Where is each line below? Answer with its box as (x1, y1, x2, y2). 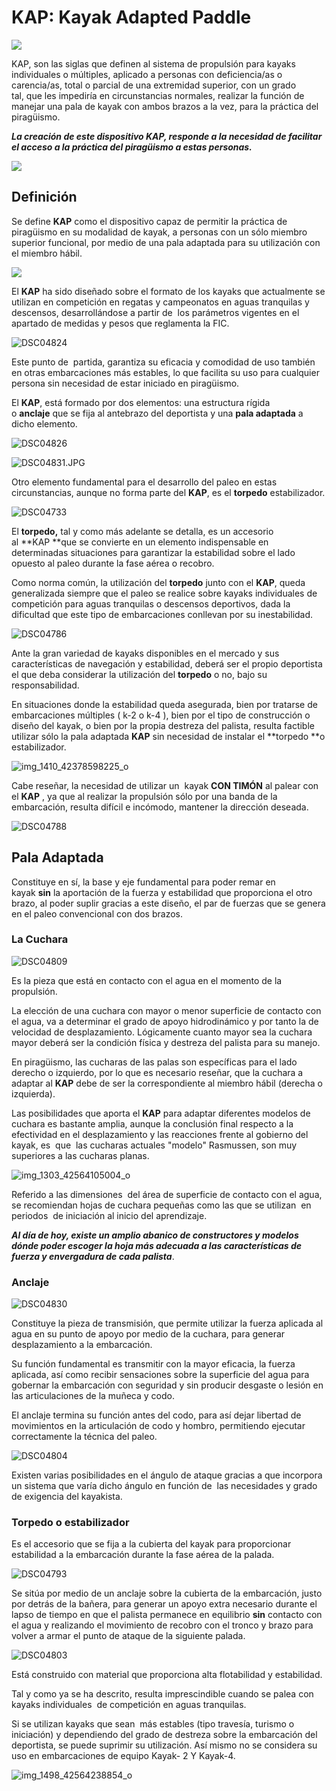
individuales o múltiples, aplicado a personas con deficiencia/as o (11, 68, 283, 80)
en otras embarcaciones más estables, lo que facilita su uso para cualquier (11, 366, 320, 378)
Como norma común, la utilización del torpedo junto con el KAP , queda (11, 576, 306, 588)
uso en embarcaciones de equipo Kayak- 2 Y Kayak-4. (11, 1750, 236, 1762)
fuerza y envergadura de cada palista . (11, 1250, 175, 1262)
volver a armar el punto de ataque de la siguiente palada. (11, 1630, 246, 1642)
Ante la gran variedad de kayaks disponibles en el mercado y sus (11, 647, 280, 659)
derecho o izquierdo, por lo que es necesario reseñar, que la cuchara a (11, 1066, 304, 1078)
